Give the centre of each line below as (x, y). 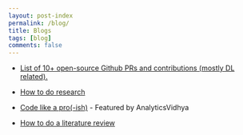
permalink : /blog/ (39, 23)
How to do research (52, 92)
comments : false (35, 46)
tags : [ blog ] (30, 38)
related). (34, 77)
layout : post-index (41, 16)
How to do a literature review (68, 123)
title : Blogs (30, 30)
